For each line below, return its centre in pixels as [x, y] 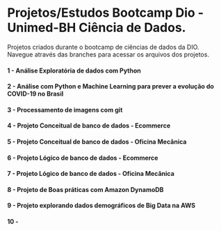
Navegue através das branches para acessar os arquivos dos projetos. [108, 54]
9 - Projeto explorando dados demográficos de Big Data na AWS [101, 206]
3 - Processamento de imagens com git [65, 110]
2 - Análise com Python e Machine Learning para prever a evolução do [110, 87]
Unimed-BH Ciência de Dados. [97, 28]
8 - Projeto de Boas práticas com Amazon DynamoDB [85, 189]
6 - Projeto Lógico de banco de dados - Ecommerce [83, 158]
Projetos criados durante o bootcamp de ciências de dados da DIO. [103, 47]
